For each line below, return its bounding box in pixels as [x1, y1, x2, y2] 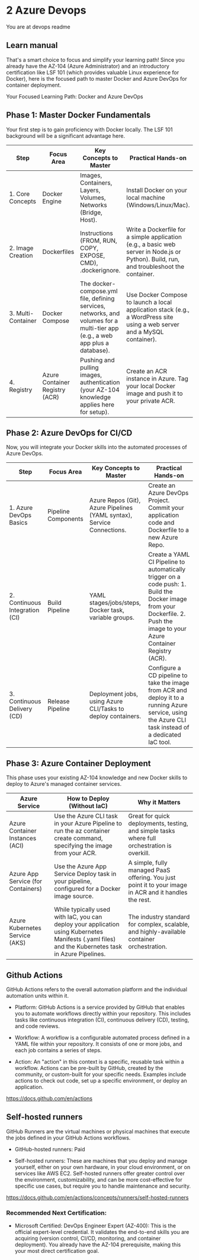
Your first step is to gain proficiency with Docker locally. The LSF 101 [6, 126, 173, 133]
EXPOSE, [79, 251, 105, 259]
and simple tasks [128, 827, 175, 835]
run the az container [54, 827, 111, 835]
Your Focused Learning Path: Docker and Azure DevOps [6, 93, 143, 100]
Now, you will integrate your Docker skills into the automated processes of [6, 443, 188, 451]
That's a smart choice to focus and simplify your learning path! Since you [6, 56, 185, 63]
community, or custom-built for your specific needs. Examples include [14, 1071, 187, 1078]
